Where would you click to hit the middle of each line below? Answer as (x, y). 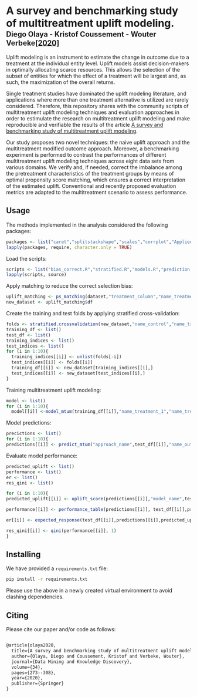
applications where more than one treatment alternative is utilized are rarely (97, 100)
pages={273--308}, (34, 673)
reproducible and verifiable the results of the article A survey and (85, 124)
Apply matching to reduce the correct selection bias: (69, 286)
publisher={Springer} (38, 683)
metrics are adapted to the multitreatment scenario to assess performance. (97, 192)
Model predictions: (29, 423)
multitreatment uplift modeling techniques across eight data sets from (90, 161)
